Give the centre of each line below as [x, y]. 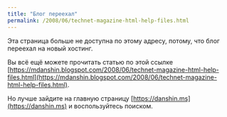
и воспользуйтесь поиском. [111, 106]
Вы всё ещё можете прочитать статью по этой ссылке [90, 62]
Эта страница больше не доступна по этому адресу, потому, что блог [114, 40]
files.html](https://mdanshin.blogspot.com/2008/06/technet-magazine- [112, 77]
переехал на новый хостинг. [50, 48]
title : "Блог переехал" [43, 14]
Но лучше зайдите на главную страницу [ [70, 98]
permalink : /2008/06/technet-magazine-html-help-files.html [99, 21]
